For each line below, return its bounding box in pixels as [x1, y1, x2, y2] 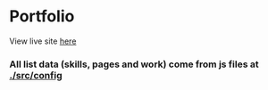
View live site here [9, 36, 77, 46]
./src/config [9, 69, 63, 81]
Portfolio [9, 6, 75, 27]
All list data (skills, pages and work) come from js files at [9, 58, 259, 70]
